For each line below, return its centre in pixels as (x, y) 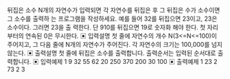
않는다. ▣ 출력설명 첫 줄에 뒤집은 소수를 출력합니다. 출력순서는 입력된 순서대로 (112, 53)
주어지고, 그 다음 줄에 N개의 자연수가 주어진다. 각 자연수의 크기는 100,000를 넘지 (115, 44)
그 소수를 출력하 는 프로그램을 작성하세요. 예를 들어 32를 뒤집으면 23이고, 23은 (112, 19)
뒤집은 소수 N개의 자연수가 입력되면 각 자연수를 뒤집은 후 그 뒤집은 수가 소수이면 (114, 10)
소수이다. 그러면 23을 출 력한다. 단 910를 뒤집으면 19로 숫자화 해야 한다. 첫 (106, 27)
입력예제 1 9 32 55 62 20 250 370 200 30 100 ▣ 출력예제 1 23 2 (129, 61)
